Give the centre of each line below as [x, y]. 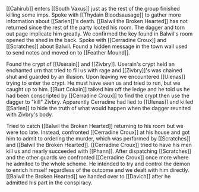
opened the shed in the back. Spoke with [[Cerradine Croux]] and [86, 40]
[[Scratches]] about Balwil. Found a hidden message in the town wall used [97, 46]
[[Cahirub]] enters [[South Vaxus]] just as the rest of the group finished [93, 9]
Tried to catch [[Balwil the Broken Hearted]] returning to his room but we [95, 126]
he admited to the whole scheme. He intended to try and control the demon [98, 164]
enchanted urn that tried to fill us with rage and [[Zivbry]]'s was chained [94, 70]
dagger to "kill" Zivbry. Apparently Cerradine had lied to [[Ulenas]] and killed [100, 102]
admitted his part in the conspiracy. [50, 183]
